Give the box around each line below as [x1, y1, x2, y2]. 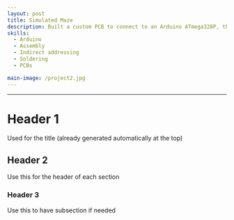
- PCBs [13, 62, 33, 69]
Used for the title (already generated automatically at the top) [7, 134, 183, 143]
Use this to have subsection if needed [7, 206, 116, 214]
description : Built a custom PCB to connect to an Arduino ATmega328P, [7, 23, 219, 30]
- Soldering [13, 56, 49, 63]
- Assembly [13, 42, 45, 49]
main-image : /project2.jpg [7, 74, 86, 81]
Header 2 [7, 154, 49, 166]
